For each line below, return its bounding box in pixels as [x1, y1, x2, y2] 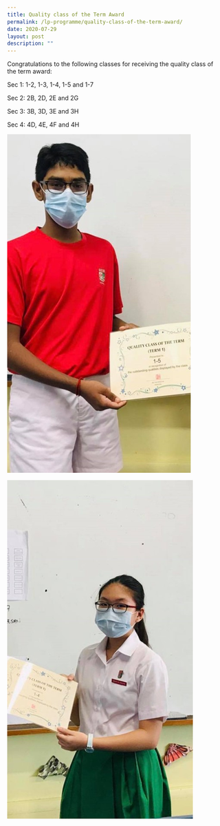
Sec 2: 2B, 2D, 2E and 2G [7, 94, 79, 103]
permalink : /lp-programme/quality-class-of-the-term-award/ [7, 18, 184, 25]
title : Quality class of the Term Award [7, 11, 125, 18]
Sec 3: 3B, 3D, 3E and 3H [7, 107, 79, 116]
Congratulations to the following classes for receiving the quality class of [7, 60, 214, 68]
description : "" [7, 40, 54, 47]
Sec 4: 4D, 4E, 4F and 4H [7, 120, 80, 129]
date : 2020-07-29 [7, 25, 57, 32]
